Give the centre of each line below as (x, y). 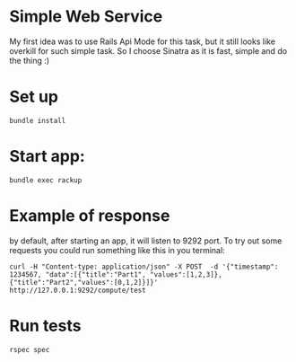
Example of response (90, 216)
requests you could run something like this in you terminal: (118, 250)
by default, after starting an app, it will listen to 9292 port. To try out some (146, 241)
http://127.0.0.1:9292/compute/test (78, 290)
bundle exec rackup (46, 180)
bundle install (38, 120)
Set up (34, 97)
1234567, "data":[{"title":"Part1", (78, 274)
